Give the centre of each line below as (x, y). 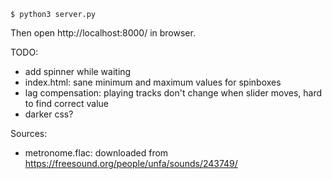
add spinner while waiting (78, 71)
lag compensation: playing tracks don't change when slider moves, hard (173, 93)
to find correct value (67, 103)
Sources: (29, 133)
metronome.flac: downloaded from (96, 153)
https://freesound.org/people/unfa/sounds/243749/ (131, 163)
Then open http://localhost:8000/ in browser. (103, 33)
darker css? (49, 114)
